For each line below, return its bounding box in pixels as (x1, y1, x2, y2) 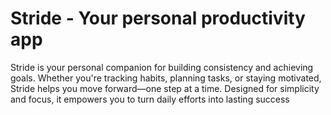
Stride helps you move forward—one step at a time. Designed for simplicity (10, 82, 320, 94)
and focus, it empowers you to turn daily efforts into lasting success (10, 93, 290, 105)
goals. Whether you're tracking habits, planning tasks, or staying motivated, (10, 72, 322, 84)
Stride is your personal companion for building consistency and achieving (10, 61, 314, 73)
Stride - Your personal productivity (10, 7, 306, 30)
